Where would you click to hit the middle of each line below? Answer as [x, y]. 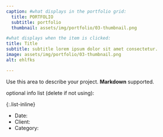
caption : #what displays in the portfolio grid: [66, 11]
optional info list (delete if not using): [50, 93]
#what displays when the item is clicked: [58, 38]
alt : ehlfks [20, 60]
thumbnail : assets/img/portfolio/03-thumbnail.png [74, 28]
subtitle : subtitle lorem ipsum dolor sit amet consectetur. [82, 49]
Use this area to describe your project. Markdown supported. [80, 82]
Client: [22, 122]
